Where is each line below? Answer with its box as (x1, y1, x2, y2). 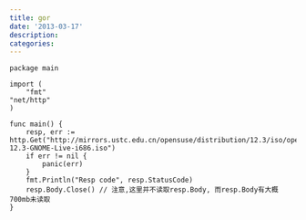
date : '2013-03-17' (9, 22, 84, 31)
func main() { (9, 120, 64, 129)
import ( (9, 79, 43, 89)
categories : (9, 38, 55, 48)
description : (9, 30, 59, 39)
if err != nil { (25, 152, 88, 161)
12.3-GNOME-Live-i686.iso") (9, 143, 117, 153)
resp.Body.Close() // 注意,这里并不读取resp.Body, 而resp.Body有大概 (25, 185, 279, 194)
